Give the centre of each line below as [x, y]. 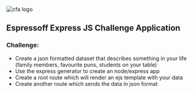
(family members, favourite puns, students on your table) [86, 64]
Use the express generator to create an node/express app [87, 71]
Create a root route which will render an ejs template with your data [99, 77]
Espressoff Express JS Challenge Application [93, 28]
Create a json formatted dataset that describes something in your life [101, 58]
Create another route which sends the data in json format [87, 83]
